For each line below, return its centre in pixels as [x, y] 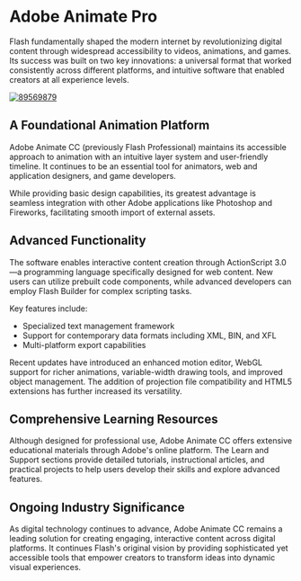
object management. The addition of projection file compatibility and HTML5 [150, 381]
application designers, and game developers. [93, 175]
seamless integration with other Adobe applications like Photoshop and [141, 202]
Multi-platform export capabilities [84, 344]
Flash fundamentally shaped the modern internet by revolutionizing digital [146, 41]
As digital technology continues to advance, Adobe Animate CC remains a [146, 529]
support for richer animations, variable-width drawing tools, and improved [146, 371]
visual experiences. [45, 568]
